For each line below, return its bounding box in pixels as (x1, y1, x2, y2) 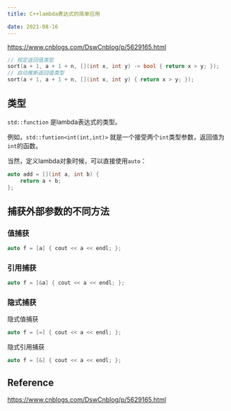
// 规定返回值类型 (7, 56, 54, 64)
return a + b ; (20, 177, 61, 184)
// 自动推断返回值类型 (7, 69, 65, 77)
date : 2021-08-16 (7, 23, 59, 30)
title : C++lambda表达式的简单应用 (7, 10, 100, 18)
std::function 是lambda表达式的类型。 (7, 118, 122, 126)
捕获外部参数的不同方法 (7, 205, 109, 217)
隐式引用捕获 (7, 343, 45, 351)
